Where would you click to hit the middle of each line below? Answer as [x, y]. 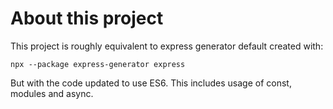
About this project [87, 18]
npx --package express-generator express [98, 64]
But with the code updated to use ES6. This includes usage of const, [151, 83]
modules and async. [52, 93]
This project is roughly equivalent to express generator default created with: [167, 46]
